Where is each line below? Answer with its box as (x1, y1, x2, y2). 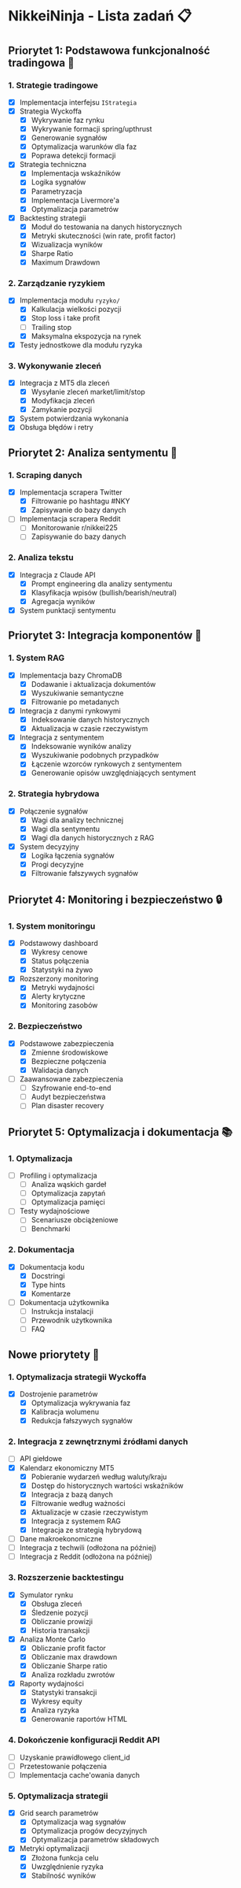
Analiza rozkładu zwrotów (31, 1670, 115, 1679)
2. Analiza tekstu (8, 552, 75, 563)
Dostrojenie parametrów (19, 1389, 98, 1399)
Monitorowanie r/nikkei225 (31, 523, 118, 532)
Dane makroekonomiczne (19, 1534, 103, 1544)
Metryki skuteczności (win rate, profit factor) (31, 231, 177, 240)
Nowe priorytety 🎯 (8, 1348, 100, 1361)
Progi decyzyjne (31, 860, 84, 870)
